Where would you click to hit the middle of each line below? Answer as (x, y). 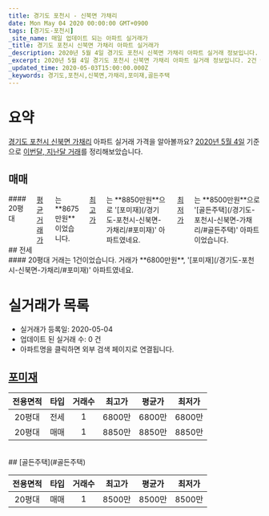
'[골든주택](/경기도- (225, 210)
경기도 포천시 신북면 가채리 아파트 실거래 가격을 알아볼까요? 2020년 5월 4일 (127, 141)
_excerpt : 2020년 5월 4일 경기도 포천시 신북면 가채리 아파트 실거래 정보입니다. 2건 (132, 61)
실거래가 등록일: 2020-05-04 (66, 329)
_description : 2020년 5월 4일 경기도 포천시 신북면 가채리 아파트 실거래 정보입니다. (133, 53)
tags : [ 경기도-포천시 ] (41, 30)
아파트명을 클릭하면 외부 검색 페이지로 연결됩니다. (97, 349)
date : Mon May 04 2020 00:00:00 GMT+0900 (78, 23)
